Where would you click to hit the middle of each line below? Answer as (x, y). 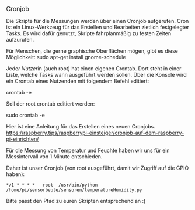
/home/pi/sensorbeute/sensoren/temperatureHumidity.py (74, 190)
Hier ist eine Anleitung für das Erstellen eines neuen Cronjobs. (81, 126)
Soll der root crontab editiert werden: (51, 104)
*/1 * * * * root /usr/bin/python (52, 185)
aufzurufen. (20, 40)
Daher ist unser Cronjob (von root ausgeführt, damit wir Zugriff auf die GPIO (97, 168)
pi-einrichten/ (22, 139)
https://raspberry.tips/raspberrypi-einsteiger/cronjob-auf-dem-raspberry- (95, 133)
